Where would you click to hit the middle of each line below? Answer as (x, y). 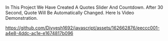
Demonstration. (22, 18)
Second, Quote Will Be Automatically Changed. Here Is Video (70, 13)
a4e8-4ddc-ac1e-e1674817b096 (39, 33)
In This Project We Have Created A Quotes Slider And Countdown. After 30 (84, 7)
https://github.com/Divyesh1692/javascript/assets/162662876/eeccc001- (82, 28)
